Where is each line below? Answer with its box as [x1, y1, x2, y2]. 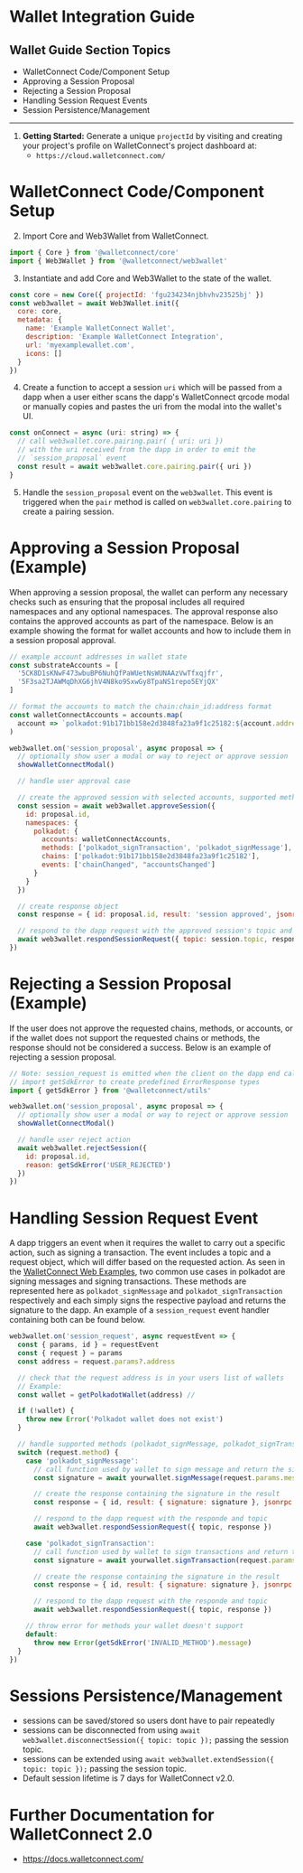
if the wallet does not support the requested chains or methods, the [9, 1032, 261, 1043]
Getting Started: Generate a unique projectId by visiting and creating [22, 131, 283, 141]
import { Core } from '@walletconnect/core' [9, 248, 179, 257]
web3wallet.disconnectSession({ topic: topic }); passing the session [22, 1735, 289, 1746]
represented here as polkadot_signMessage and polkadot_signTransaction [9, 1286, 283, 1297]
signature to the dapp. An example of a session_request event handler [9, 1305, 271, 1316]
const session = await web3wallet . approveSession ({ [17, 801, 216, 810]
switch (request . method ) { [17, 1447, 119, 1456]
